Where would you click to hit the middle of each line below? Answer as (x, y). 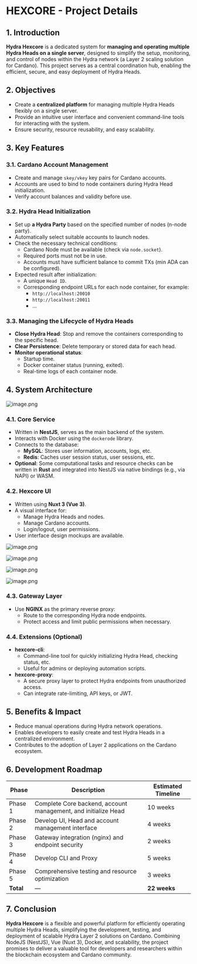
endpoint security (59, 844)
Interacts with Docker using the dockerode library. (74, 438)
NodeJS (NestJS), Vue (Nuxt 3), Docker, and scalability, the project (87, 942)
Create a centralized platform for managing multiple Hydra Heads (94, 104)
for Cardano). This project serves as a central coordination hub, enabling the (98, 65)
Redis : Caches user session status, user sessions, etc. (89, 457)
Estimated (168, 786)
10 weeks (161, 807)
